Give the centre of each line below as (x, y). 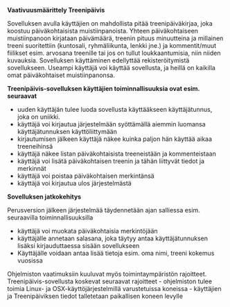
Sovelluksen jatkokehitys (44, 197)
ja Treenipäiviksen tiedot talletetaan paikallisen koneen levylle (95, 296)
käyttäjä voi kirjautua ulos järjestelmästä (74, 183)
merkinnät (32, 168)
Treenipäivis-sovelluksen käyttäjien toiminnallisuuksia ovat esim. (104, 89)
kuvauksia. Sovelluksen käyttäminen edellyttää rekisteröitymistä (98, 60)
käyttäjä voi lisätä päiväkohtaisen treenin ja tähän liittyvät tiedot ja (110, 161)
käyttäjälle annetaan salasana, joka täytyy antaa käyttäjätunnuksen (112, 238)
